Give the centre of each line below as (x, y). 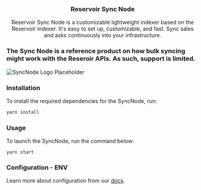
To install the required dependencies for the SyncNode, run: (82, 101)
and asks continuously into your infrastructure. (103, 35)
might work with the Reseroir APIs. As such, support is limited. (101, 58)
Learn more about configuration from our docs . (66, 181)
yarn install (23, 112)
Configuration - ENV (37, 167)
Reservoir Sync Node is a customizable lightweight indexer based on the (103, 23)
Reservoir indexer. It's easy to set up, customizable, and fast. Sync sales (103, 29)
